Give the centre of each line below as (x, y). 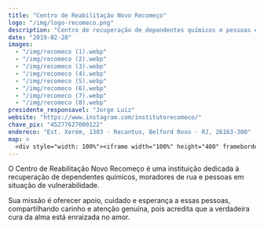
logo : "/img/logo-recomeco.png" (61, 23)
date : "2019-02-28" (40, 37)
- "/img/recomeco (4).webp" (61, 74)
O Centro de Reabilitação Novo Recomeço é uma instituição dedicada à (124, 168)
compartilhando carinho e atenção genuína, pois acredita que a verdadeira (129, 209)
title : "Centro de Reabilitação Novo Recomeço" (88, 15)
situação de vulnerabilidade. (54, 186)
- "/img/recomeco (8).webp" (61, 103)
